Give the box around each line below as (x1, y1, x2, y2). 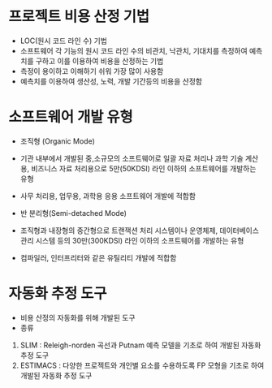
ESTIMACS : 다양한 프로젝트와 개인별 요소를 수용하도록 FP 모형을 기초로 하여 (19, 360, 265, 370)
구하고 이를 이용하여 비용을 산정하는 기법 (35, 56, 164, 66)
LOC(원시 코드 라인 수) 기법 (19, 36, 108, 45)
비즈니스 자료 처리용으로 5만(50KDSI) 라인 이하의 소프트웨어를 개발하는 (31, 163, 257, 173)
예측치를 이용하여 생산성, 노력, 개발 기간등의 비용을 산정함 (19, 76, 203, 86)
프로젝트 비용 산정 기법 (8, 7, 150, 26)
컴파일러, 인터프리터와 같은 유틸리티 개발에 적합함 (19, 252, 177, 262)
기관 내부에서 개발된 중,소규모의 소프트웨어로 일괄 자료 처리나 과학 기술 (19, 153, 244, 163)
